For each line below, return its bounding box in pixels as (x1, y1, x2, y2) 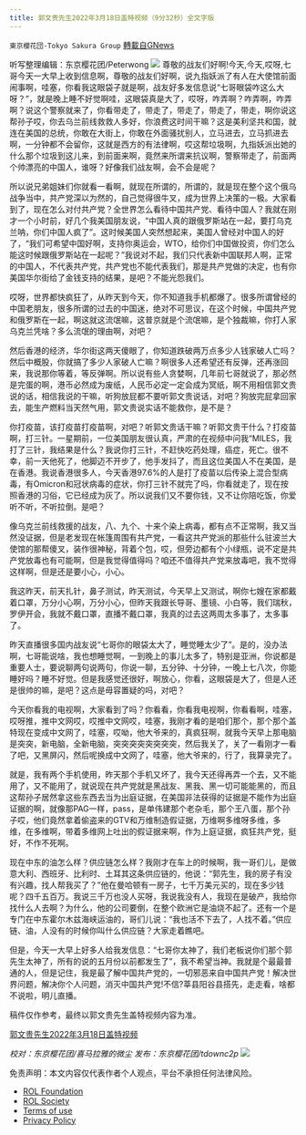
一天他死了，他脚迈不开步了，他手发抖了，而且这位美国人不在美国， (33, 455, 289, 466)
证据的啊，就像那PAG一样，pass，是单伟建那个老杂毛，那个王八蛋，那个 (9, 803, 282, 814)
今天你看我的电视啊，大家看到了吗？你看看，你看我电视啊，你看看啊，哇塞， (9, 704, 297, 715)
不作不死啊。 (25, 837, 74, 848)
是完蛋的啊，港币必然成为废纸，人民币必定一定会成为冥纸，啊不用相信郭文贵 (9, 379, 297, 390)
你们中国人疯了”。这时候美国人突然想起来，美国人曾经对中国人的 (33, 226, 277, 237)
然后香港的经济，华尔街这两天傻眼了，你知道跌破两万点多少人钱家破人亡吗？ (9, 345, 297, 356)
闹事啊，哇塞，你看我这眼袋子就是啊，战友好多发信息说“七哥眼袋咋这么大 (9, 81, 285, 92)
